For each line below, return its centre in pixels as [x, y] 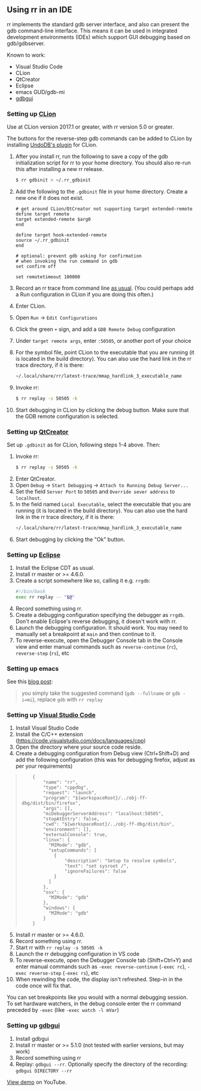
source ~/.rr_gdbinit [42, 240]
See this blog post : [30, 682]
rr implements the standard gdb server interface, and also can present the [98, 24]
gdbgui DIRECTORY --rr [44, 1071]
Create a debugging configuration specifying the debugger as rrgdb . [100, 615]
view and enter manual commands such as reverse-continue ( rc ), [97, 646]
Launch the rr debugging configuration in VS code [77, 954]
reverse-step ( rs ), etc [42, 653]
